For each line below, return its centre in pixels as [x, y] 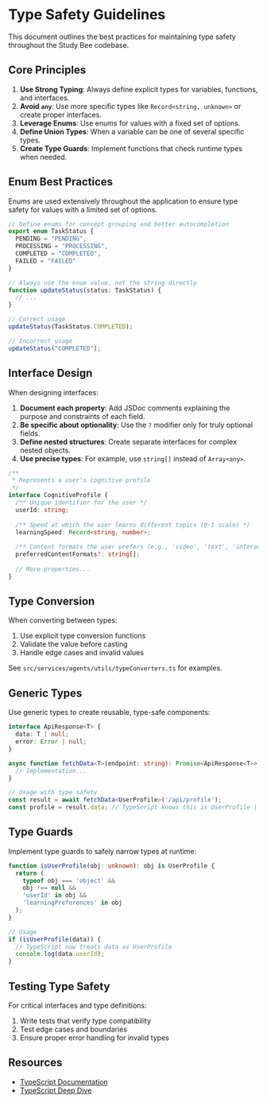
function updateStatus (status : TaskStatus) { [85, 290]
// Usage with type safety [53, 793]
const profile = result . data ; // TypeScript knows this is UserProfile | [133, 808]
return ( [30, 873]
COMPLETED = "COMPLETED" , [58, 254]
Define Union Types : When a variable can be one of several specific [132, 131]
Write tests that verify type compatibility [85, 1021]
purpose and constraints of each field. [82, 416]
